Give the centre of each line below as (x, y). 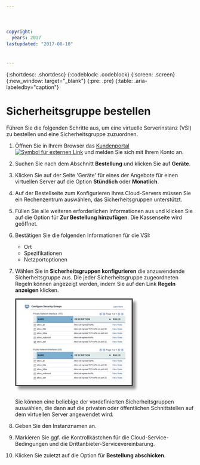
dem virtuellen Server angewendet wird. (64, 414)
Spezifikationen (43, 253)
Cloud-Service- (150, 437)
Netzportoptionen (45, 259)
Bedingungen (31, 444)
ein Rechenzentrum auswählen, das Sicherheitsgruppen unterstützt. (99, 199)
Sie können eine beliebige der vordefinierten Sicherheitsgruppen (94, 401)
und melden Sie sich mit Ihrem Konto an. (134, 152)
